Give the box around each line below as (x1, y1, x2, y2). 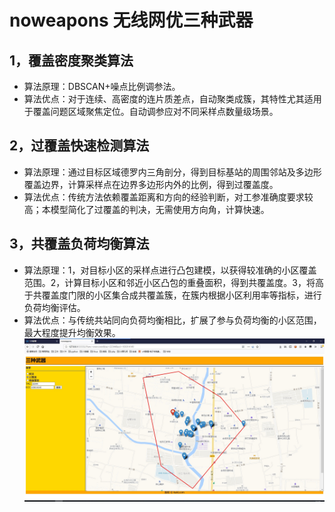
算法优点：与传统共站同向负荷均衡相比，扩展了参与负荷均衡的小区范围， (23, 314, 322, 326)
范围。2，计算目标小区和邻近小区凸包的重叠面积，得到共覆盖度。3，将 (23, 276, 316, 288)
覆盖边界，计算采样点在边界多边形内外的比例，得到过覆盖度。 (23, 178, 279, 190)
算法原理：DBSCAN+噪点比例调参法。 (23, 81, 181, 92)
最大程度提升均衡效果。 (23, 326, 121, 338)
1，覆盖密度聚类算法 (9, 52, 134, 69)
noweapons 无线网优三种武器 (9, 9, 254, 32)
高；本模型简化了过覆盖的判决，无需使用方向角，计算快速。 (23, 203, 270, 215)
